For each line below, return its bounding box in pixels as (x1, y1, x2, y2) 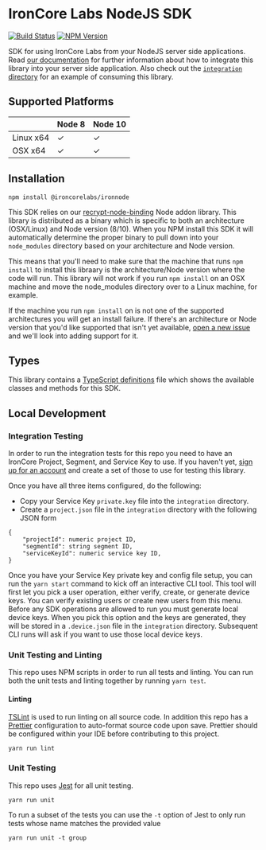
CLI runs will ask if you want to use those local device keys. (8, 630, 203, 639)
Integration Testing (8, 431, 83, 442)
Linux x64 (12, 132, 50, 143)
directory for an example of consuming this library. (8, 72, 174, 81)
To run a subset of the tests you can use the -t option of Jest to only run (8, 809, 246, 820)
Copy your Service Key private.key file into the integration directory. (19, 497, 249, 506)
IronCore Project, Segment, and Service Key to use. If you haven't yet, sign (8, 457, 253, 466)
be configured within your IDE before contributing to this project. (8, 729, 220, 739)
